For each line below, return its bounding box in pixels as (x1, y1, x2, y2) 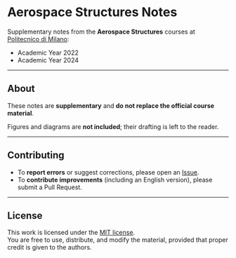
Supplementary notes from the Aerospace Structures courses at (7, 27, 195, 36)
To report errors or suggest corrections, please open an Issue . (17, 168, 199, 176)
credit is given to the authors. (7, 243, 93, 252)
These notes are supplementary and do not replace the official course (7, 101, 215, 109)
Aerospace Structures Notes (7, 4, 178, 20)
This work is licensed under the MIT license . (7, 229, 136, 237)
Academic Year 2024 (17, 55, 79, 64)
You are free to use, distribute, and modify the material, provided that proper (7, 236, 228, 244)
